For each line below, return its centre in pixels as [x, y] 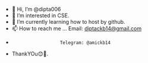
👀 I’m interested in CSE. [40, 15]
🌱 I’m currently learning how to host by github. [68, 22]
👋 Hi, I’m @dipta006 [36, 9]
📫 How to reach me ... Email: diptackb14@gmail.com [76, 29]
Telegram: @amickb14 [85, 43]
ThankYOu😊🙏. [30, 54]
